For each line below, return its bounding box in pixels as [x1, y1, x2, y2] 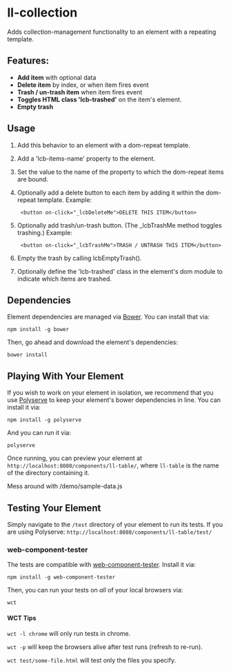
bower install [7, 352, 48, 359]
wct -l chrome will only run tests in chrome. [7, 629, 131, 637]
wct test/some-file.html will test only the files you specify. [7, 656, 177, 664]
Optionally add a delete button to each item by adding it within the [17, 188, 205, 197]
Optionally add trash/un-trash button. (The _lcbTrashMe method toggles [17, 221, 222, 229]
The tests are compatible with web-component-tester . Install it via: [7, 561, 197, 569]
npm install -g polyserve [7, 417, 81, 423]
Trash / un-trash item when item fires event [17, 88, 143, 96]
